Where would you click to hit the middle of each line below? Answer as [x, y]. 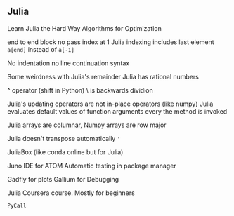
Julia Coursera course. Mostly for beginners [71, 193]
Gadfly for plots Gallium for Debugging [63, 179]
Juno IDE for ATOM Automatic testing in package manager [92, 166]
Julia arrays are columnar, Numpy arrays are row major [87, 125]
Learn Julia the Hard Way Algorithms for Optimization [84, 28]
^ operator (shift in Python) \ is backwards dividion [80, 90]
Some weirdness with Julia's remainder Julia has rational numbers [103, 76]
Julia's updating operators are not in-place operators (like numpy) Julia [110, 104]
